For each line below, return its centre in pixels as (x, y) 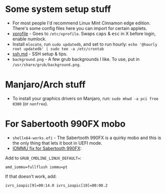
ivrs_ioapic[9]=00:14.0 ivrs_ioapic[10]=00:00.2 (56, 186)
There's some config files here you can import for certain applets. (80, 28)
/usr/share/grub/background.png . (46, 64)
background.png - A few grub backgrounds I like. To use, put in (76, 59)
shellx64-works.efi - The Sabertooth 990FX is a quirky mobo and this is (87, 138)
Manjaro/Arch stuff (45, 85)
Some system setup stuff (58, 9)
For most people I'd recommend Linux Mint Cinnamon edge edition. (81, 23)
